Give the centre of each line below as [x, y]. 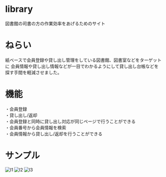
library [19, 9]
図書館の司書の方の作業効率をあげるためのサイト [55, 23]
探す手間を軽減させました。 [34, 72]
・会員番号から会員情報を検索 [36, 127]
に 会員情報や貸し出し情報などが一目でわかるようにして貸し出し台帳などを [82, 66]
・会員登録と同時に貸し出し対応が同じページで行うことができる [70, 121]
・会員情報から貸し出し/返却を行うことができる [54, 134]
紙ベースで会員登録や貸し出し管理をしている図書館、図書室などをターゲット [83, 60]
